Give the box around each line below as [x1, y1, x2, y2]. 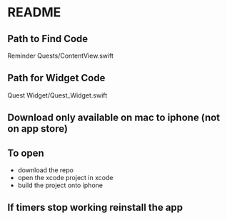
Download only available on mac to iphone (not [7, 112, 221, 124]
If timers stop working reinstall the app [7, 201, 183, 214]
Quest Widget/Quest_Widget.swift [7, 90, 108, 100]
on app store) [7, 122, 68, 135]
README [7, 4, 61, 21]
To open [7, 147, 44, 159]
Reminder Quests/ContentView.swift [7, 51, 114, 60]
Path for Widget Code [7, 72, 106, 84]
